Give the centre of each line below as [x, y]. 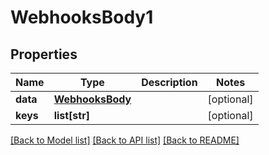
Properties [44, 54]
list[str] [71, 115]
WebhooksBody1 [82, 17]
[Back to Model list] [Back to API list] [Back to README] [125, 140]
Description [169, 82]
